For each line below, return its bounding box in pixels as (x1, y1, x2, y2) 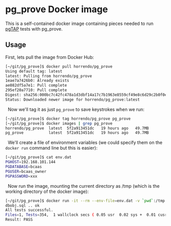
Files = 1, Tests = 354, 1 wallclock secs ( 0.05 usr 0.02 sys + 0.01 (5, 212, 156, 217)
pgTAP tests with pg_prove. (5, 25, 63, 32)
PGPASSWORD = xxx (5, 174, 38, 179)
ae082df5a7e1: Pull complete (5, 83, 67, 88)
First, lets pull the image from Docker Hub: (5, 54, 94, 60)
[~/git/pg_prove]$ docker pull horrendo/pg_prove (5, 64, 113, 69)
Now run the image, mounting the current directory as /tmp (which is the (7, 183, 160, 189)
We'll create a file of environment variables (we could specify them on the (7, 139, 163, 146)
